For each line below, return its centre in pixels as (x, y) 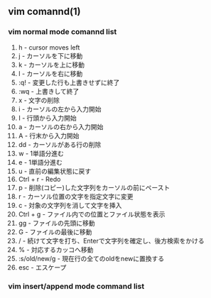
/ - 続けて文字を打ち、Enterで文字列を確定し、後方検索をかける (111, 241)
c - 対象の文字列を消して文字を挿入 (70, 205)
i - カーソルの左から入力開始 (60, 109)
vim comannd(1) (44, 12)
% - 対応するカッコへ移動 (56, 249)
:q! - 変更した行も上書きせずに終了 (69, 82)
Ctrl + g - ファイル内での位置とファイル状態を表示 (92, 214)
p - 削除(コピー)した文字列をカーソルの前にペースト (94, 187)
